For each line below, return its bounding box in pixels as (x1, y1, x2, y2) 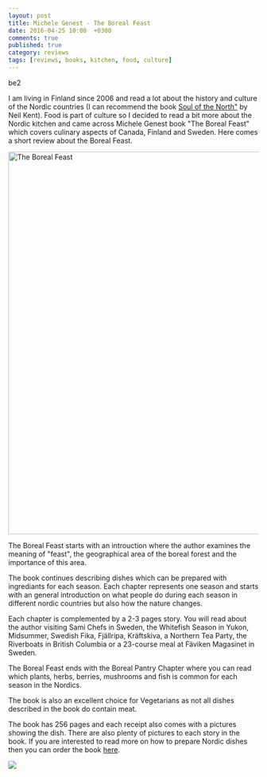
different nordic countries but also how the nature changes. (8, 598, 203, 608)
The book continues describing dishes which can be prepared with (8, 573, 227, 583)
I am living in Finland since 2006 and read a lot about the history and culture (8, 93, 257, 103)
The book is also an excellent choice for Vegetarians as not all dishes (8, 695, 234, 705)
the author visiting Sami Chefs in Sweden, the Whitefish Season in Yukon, (8, 622, 249, 632)
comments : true (8, 33, 59, 42)
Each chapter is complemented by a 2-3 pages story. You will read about (8, 614, 247, 623)
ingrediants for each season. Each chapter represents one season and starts (8, 581, 259, 591)
